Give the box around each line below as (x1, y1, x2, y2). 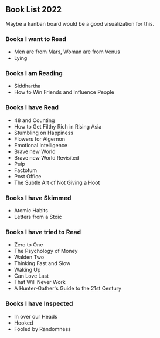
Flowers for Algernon (13, 135, 66, 143)
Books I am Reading (5, 69, 63, 77)
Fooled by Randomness (13, 325, 71, 332)
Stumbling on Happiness (13, 129, 74, 136)
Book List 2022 (5, 5, 62, 15)
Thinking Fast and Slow (13, 260, 71, 267)
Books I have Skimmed (5, 194, 72, 202)
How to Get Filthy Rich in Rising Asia (13, 123, 102, 130)
